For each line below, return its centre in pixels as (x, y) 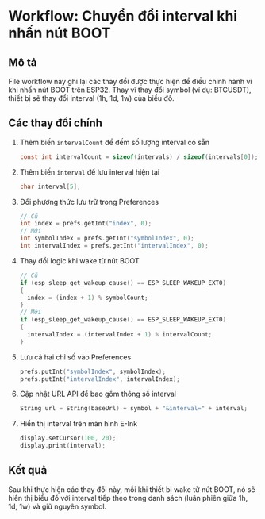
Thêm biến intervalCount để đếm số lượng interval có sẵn (115, 142)
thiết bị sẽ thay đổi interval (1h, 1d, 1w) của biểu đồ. (91, 98)
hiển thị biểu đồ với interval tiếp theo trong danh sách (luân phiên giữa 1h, (128, 498)
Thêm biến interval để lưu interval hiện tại (90, 172)
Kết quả (28, 470)
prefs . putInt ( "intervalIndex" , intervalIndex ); (100, 379)
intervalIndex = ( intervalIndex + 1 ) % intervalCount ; (120, 334)
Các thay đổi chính (56, 123)
